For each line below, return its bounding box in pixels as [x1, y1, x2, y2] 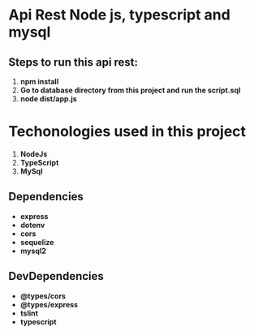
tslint [19, 308, 39, 318]
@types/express [19, 299, 79, 309]
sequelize [19, 237, 54, 247]
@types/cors [19, 290, 67, 301]
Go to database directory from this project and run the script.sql [19, 85, 241, 95]
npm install [19, 77, 59, 86]
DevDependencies [8, 269, 104, 283]
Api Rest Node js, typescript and [8, 6, 231, 24]
